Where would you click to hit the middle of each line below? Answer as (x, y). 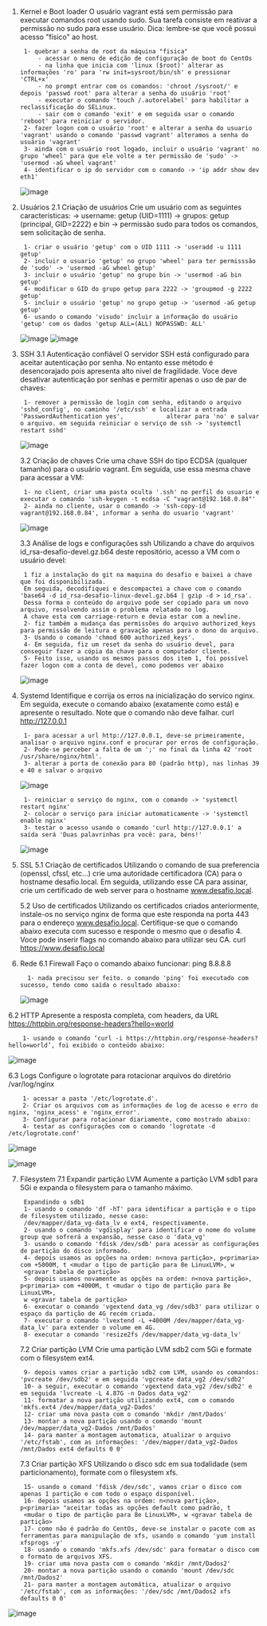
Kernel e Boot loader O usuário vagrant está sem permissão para (126, 12)
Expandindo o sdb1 (54, 1202)
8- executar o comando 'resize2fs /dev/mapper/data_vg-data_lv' (132, 1334)
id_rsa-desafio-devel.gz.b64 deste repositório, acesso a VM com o (130, 552)
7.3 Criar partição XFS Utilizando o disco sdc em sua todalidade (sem (133, 1464)
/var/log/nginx (31, 1084)
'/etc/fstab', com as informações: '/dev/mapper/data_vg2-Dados (129, 1442)
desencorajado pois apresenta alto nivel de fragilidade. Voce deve (128, 371)
